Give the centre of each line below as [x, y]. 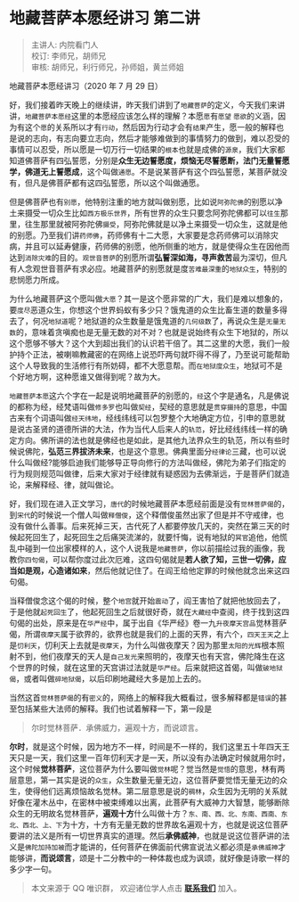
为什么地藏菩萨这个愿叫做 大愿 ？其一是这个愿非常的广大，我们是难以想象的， [148, 299]
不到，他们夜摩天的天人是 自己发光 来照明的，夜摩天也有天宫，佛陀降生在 [147, 656]
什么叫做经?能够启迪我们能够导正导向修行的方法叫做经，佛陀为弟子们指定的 [148, 462]
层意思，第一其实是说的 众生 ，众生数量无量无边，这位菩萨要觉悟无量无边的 [145, 780]
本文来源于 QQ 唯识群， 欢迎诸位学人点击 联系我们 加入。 [136, 888]
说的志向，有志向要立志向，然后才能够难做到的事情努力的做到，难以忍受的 [153, 138]
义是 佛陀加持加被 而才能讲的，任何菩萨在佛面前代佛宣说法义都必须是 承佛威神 [144, 847]
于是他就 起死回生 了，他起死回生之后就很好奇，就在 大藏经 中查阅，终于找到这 [145, 611]
